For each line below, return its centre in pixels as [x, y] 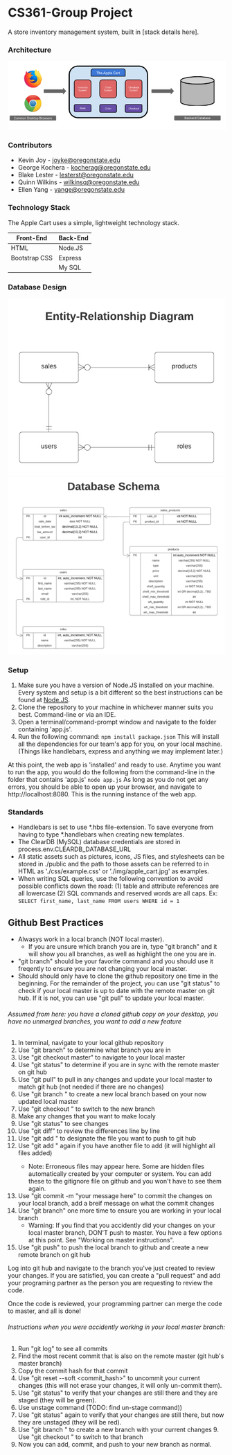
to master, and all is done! [45, 1311]
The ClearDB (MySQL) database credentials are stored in [99, 842]
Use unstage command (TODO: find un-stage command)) [100, 1407]
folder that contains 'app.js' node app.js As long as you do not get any [108, 780]
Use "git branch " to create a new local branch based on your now [112, 1094]
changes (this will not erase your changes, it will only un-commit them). [120, 1385]
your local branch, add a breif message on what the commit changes [116, 1204]
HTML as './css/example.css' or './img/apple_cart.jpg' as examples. [114, 871]
